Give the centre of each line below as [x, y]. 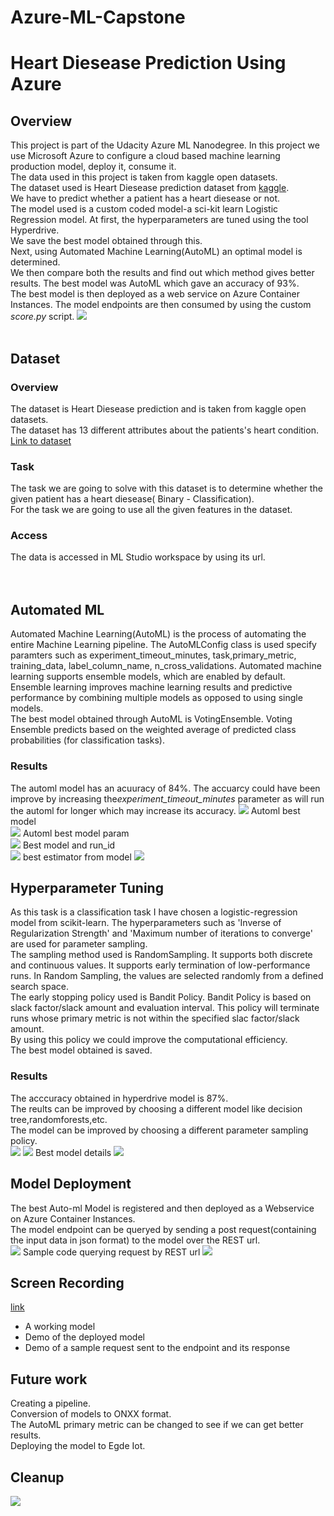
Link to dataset [41, 440]
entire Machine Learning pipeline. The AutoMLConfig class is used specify [163, 645]
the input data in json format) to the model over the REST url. [135, 1240]
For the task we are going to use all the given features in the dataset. [151, 510]
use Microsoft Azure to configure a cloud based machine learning [145, 156]
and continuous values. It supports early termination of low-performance [160, 965]
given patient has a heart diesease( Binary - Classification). [132, 499]
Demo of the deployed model [84, 1337]
